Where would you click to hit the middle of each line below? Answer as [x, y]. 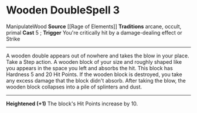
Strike [13, 39]
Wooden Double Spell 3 [63, 10]
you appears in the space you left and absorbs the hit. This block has [89, 68]
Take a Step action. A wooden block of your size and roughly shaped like [94, 61]
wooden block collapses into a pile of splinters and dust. [74, 87]
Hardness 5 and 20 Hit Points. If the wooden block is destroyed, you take [94, 74]
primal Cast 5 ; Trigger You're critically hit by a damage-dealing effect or [94, 32]
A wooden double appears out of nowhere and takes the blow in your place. [98, 56]
